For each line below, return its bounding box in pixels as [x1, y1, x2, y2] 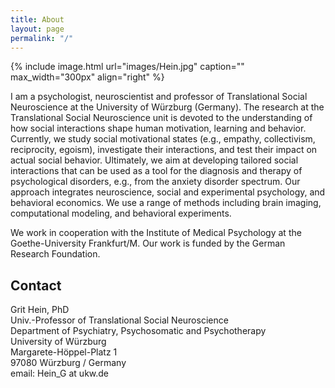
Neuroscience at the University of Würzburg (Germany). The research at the [10, 101, 325, 113]
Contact [10, 277, 62, 294]
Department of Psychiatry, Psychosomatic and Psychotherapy [10, 325, 267, 337]
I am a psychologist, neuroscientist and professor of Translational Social [10, 91, 308, 103]
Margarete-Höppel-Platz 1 [10, 346, 118, 358]
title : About [10, 14, 65, 25]
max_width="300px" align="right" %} [10, 71, 165, 83]
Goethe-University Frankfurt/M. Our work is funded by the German [10, 237, 286, 250]
